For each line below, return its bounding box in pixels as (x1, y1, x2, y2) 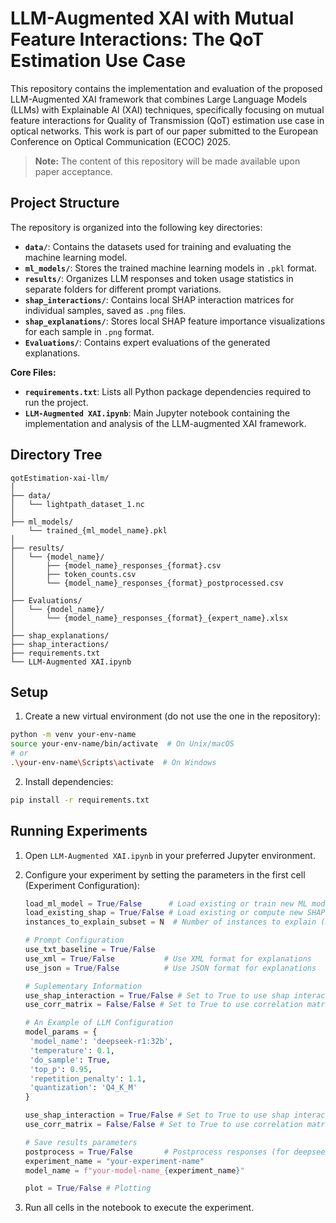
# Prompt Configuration (24, 935, 125, 946)
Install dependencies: (24, 775, 114, 787)
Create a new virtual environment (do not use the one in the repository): (24, 710, 321, 722)
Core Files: (10, 366, 57, 378)
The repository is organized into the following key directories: (10, 221, 263, 233)
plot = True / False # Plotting (24, 1183, 152, 1194)
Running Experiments (10, 823, 148, 840)
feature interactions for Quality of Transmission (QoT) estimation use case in (10, 114, 325, 126)
